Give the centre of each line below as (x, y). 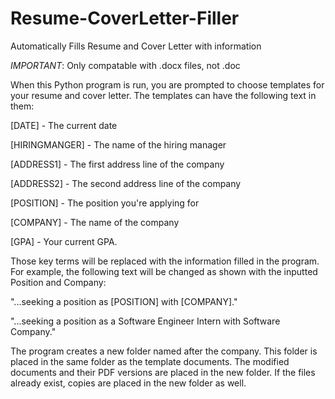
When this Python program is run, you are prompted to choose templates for (167, 84)
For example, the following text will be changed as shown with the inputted (164, 271)
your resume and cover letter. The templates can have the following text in (163, 95)
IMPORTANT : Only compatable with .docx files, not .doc (125, 65)
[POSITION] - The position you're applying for (105, 203)
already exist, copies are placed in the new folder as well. (128, 383)
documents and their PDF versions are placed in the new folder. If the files (163, 372)
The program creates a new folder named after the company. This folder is (164, 351)
